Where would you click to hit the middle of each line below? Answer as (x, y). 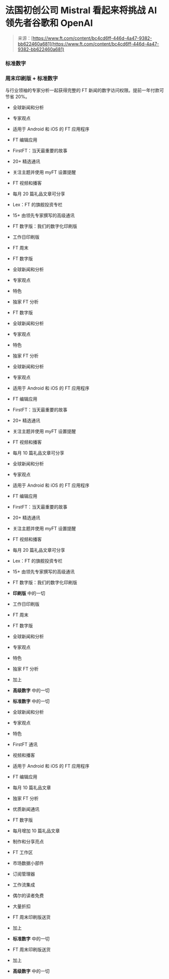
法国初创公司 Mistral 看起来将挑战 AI (81, 10)
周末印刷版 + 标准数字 (32, 78)
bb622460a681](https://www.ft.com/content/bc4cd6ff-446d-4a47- (88, 44)
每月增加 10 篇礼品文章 (36, 831)
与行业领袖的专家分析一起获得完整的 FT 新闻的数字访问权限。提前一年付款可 (85, 90)
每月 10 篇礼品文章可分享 (38, 453)
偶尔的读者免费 (28, 896)
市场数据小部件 (28, 863)
